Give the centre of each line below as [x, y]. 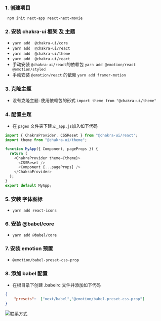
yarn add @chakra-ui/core [40, 43]
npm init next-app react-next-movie [45, 18]
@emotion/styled [29, 69]
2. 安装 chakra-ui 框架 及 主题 [40, 32]
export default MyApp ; [28, 185]
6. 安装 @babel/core [30, 224]
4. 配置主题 [18, 114]
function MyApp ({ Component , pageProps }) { [52, 149]
